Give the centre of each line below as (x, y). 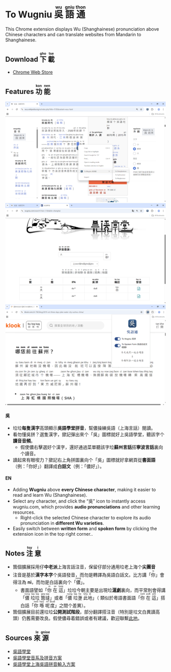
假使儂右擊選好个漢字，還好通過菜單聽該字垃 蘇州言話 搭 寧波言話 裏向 (92, 447)
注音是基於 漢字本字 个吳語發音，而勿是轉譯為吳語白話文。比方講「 (82, 574)
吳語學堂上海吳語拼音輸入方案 (44, 664)
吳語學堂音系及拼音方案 (37, 658)
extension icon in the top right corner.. (53, 534)
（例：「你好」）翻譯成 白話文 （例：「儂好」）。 (58, 466)
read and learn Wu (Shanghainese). (50, 495)
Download (22, 59)
